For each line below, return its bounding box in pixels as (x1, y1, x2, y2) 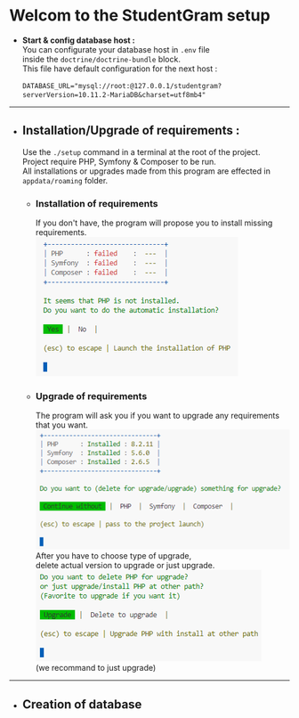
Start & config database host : (21, 35, 135, 45)
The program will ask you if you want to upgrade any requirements (35, 411, 280, 421)
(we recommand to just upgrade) (35, 663, 157, 673)
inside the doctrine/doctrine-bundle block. (21, 53, 181, 64)
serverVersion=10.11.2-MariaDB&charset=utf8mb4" (21, 90, 206, 99)
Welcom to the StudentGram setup (9, 5, 271, 26)
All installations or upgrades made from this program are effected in (21, 166, 271, 176)
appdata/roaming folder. (21, 175, 109, 185)
